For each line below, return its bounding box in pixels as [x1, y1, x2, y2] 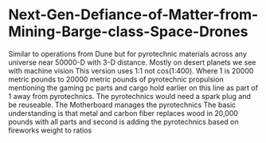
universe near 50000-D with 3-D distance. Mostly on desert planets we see [8, 58, 256, 67]
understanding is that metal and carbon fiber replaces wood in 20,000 [8, 108, 239, 117]
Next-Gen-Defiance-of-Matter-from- [8, 6, 259, 24]
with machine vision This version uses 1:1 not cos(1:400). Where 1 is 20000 [8, 66, 254, 75]
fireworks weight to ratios [8, 125, 92, 135]
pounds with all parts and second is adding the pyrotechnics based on [8, 117, 239, 126]
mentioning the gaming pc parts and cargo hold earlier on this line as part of [8, 82, 259, 93]
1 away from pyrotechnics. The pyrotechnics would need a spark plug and [8, 91, 251, 101]
